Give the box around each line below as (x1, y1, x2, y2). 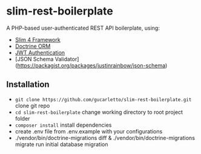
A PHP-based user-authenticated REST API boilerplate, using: (6, 24, 160, 32)
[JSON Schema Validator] (15, 55, 79, 62)
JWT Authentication (15, 49, 65, 56)
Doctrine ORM (15, 42, 51, 50)
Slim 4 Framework (15, 36, 61, 43)
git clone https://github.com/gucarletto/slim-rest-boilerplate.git (15, 96, 192, 102)
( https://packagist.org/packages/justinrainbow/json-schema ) (15, 62, 168, 69)
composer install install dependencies (15, 121, 112, 129)
